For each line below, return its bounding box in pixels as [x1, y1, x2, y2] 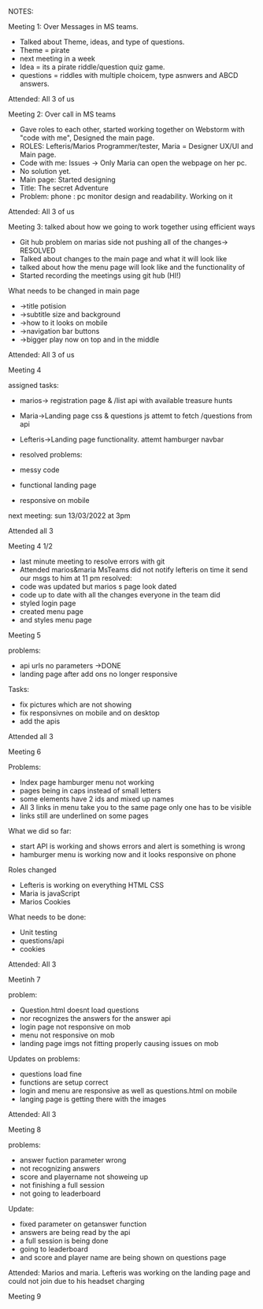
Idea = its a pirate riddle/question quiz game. [19, 62, 165, 72]
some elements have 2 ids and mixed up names [19, 794, 175, 804]
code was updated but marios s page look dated [19, 582, 177, 591]
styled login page [19, 598, 76, 608]
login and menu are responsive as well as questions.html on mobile [19, 1086, 238, 1095]
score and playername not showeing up [19, 1172, 149, 1181]
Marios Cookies [19, 897, 71, 906]
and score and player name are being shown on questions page [19, 1253, 227, 1262]
